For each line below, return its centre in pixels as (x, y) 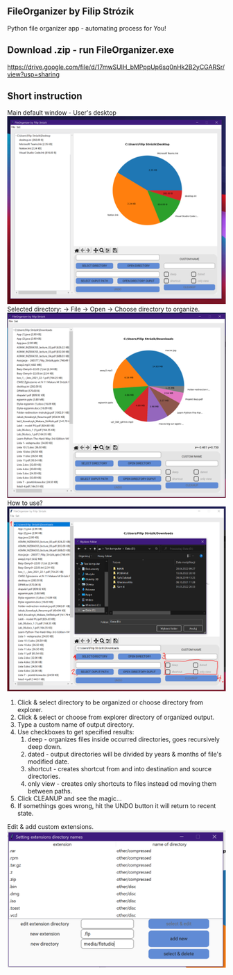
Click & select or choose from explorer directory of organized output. (116, 717)
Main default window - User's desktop (62, 113)
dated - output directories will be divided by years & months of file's (124, 755)
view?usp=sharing (34, 74)
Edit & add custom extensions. (51, 827)
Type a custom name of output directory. (76, 725)
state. (25, 814)
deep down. (45, 747)
